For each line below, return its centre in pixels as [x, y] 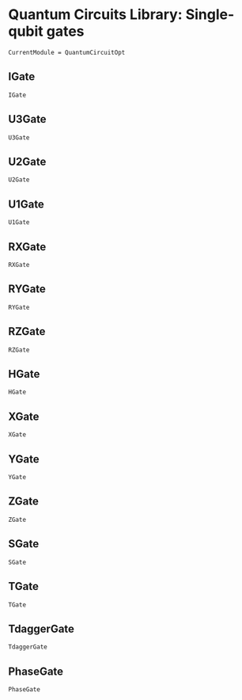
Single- [210, 15]
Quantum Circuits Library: [96, 15]
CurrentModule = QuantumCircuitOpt [67, 52]
